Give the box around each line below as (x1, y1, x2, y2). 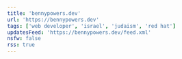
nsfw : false (7, 35, 41, 42)
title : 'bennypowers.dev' (7, 9, 81, 17)
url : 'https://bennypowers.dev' (7, 16, 99, 23)
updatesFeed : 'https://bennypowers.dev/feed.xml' (7, 28, 152, 36)
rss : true (7, 41, 36, 48)
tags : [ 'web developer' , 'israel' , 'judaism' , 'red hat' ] (7, 22, 176, 29)
